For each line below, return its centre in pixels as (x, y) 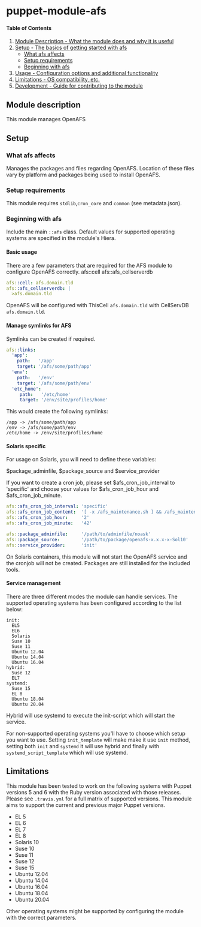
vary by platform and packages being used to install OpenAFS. (83, 175)
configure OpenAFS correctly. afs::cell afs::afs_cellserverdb (80, 272)
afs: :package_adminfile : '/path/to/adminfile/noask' (79, 534)
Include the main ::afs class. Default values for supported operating (91, 232)
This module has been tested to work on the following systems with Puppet (99, 786)
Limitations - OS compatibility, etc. (57, 80)
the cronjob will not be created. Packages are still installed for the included (98, 563)
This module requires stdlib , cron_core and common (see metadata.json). (94, 203)
